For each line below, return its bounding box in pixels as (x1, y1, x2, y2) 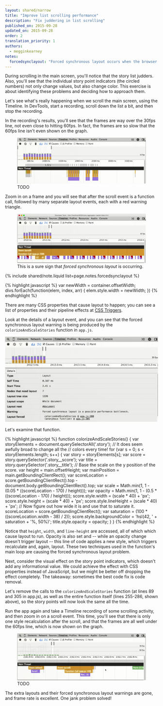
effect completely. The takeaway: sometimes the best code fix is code (5, 574, 146, 580)
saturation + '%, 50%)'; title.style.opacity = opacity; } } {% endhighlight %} (5, 518, 155, 525)
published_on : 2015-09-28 (5, 23, 57, 28)
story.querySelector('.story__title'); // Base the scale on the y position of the (5, 462, 156, 468)
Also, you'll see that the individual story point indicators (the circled (5, 78, 140, 84)
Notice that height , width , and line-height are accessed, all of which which (5, 528, 156, 534)
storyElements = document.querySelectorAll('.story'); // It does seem (5, 441, 143, 447)
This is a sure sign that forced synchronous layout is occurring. (17, 264, 144, 269)
